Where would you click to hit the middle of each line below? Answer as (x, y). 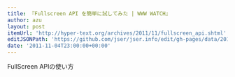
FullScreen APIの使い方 (41, 66)
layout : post (26, 26)
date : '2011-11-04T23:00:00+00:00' (59, 46)
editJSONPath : (28, 40)
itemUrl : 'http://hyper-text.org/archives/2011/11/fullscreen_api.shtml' (117, 33)
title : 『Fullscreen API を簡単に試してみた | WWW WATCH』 (89, 14)
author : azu (24, 20)
